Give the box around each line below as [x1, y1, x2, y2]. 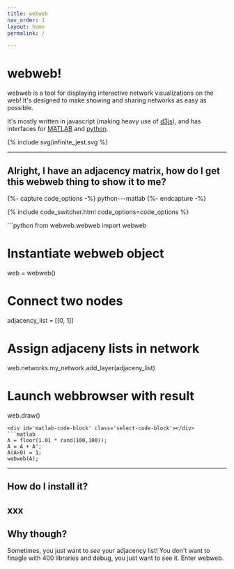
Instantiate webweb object [7, 245, 165, 261]
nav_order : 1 [7, 17, 45, 24]
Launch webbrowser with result [7, 388, 195, 404]
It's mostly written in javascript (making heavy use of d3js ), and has [7, 117, 201, 126]
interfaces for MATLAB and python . [7, 125, 109, 133]
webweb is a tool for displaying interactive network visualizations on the [7, 89, 214, 98]
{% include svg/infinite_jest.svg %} [7, 138, 109, 146]
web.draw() [7, 411, 40, 419]
